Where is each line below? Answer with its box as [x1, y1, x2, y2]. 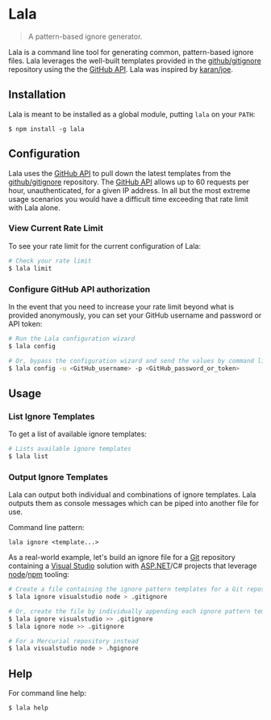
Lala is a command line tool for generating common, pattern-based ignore [8, 47, 254, 57]
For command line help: [8, 688, 87, 698]
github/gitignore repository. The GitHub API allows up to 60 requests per [8, 177, 249, 187]
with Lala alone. [8, 203, 60, 213]
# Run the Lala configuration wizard [8, 335, 135, 343]
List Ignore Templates [8, 411, 95, 422]
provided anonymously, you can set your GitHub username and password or [8, 310, 262, 320]
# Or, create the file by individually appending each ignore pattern [8, 607, 251, 615]
